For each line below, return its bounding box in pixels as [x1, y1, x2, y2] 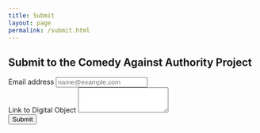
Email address [8, 77, 55, 87]
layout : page [8, 19, 52, 27]
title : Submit [8, 11, 55, 20]
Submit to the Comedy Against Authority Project [8, 55, 252, 69]
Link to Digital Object [8, 105, 77, 115]
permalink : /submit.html [8, 26, 90, 34]
